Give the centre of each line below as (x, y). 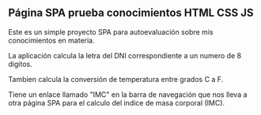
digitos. (21, 64)
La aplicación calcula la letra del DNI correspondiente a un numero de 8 (125, 55)
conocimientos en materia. (51, 40)
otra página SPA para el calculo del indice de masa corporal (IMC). (117, 102)
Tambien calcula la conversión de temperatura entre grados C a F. (116, 79)
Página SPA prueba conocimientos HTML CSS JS (131, 13)
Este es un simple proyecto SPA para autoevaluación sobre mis (111, 32)
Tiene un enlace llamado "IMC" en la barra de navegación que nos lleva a (128, 95)
